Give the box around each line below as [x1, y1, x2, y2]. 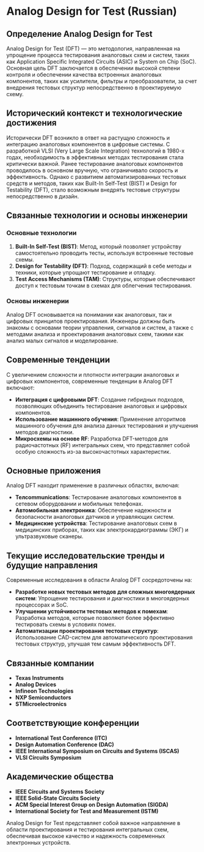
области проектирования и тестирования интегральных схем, [6, 826, 169, 833]
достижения [6, 118, 57, 128]
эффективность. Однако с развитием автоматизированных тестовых [6, 173, 186, 180]
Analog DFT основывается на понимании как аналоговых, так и [6, 311, 172, 318]
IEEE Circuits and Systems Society [15, 788, 105, 795]
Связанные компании [6, 658, 95, 668]
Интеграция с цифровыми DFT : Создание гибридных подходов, [15, 396, 185, 403]
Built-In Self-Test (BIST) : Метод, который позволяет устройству [15, 243, 182, 250]
